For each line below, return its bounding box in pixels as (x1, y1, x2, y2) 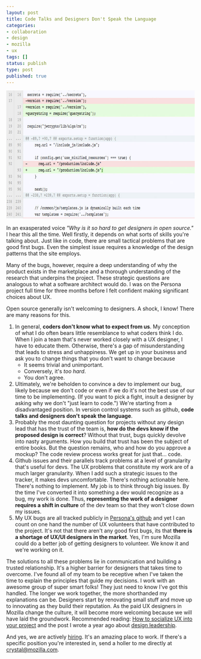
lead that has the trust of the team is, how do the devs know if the (14, 425, 178, 432)
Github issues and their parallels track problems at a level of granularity (14, 457, 191, 465)
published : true (6, 73, 47, 79)
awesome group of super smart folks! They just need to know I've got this (6, 583, 188, 591)
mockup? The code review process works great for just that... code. (14, 451, 182, 458)
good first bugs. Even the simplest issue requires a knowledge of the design (6, 244, 194, 251)
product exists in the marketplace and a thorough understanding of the (6, 268, 181, 275)
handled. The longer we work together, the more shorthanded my (6, 590, 167, 597)
